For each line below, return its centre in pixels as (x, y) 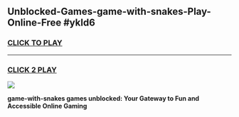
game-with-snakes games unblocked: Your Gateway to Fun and (103, 98)
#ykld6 (79, 23)
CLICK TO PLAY (35, 43)
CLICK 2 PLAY (32, 69)
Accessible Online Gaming (47, 106)
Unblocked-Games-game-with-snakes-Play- (109, 12)
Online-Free (34, 23)
